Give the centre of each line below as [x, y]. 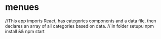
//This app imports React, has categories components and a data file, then [81, 21]
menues [22, 7]
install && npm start [25, 31]
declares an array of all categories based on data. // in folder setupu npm [80, 26]
